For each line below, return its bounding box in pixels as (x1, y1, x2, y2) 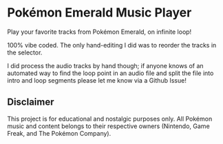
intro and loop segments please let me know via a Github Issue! (7, 76, 187, 84)
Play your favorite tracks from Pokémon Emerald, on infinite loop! (7, 28, 192, 36)
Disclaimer (7, 96, 54, 108)
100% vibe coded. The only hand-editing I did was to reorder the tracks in (7, 41, 217, 49)
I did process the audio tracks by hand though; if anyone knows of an (7, 61, 204, 70)
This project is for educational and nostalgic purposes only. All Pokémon (7, 114, 213, 123)
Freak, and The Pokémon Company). (7, 129, 111, 137)
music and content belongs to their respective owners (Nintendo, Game (7, 122, 210, 130)
